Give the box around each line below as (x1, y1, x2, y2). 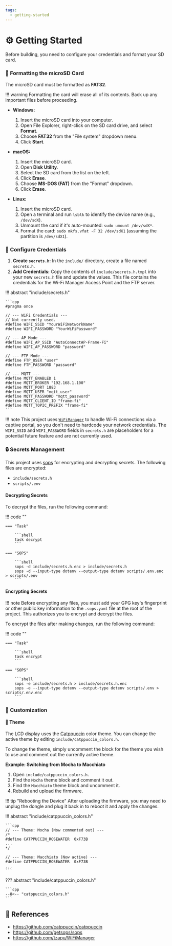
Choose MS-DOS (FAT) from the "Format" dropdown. (20, 180, 133, 187)
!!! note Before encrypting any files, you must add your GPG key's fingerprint (5, 599, 167, 606)
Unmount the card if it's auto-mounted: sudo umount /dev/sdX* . (20, 222, 154, 228)
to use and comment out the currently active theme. (5, 751, 115, 757)
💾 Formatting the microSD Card (5, 70, 84, 77)
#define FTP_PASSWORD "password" (5, 362, 77, 368)
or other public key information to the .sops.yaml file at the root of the (5, 605, 152, 611)
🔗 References (5, 910, 49, 919)
